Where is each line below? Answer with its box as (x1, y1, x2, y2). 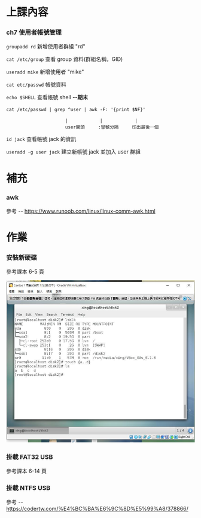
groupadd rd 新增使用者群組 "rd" (6, 43, 86, 50)
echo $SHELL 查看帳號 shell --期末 (6, 94, 89, 101)
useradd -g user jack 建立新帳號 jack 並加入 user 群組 (6, 148, 141, 155)
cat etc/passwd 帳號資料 (6, 81, 67, 88)
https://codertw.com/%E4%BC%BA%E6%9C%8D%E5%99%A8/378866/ (6, 505, 188, 513)
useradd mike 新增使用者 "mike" (6, 68, 84, 75)
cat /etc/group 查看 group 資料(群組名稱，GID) (6, 56, 123, 63)
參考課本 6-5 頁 (6, 268, 45, 275)
